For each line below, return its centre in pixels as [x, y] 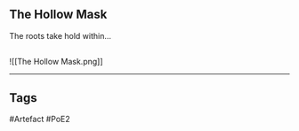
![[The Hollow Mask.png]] [57, 62]
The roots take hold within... [61, 35]
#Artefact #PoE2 [40, 119]
